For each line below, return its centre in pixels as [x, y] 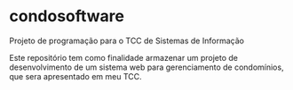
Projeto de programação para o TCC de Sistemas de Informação [127, 41]
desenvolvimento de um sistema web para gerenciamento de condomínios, [146, 67]
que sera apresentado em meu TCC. [75, 76]
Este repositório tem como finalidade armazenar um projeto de [123, 57]
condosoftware [67, 16]
